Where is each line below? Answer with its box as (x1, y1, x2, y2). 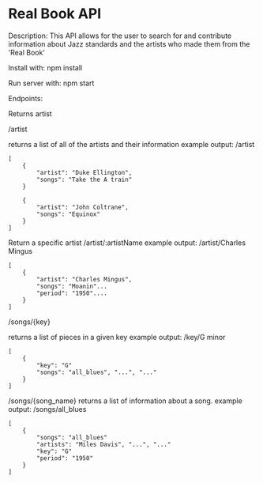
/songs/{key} (8, 317, 51, 326)
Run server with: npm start (8, 78, 95, 88)
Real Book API (8, 5, 102, 23)
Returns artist (8, 108, 53, 119)
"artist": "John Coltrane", (36, 203, 129, 211)
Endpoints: (8, 93, 43, 103)
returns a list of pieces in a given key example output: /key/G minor (8, 332, 226, 341)
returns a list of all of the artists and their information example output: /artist (8, 139, 255, 149)
